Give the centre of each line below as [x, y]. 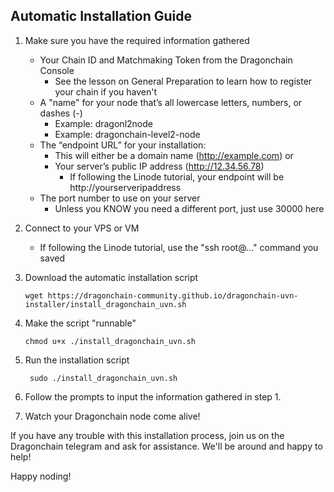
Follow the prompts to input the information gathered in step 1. [153, 396]
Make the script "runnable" [80, 323]
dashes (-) [61, 113]
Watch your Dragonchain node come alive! [112, 416]
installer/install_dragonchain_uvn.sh [105, 304]
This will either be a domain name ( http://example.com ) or [174, 155]
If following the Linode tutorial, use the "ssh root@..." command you [179, 247]
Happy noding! [41, 476]
